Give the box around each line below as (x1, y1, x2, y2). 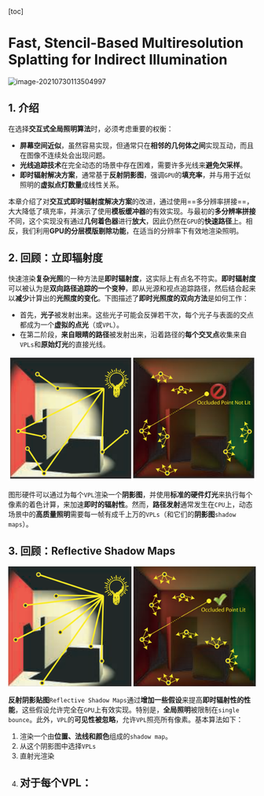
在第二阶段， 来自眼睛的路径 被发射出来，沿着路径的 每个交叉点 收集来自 (19, 329, 247, 339)
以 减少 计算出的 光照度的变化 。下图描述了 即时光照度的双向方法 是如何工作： (8, 293, 249, 303)
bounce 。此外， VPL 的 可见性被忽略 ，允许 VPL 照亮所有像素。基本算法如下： (8, 714, 244, 724)
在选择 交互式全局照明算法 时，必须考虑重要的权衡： (8, 123, 174, 133)
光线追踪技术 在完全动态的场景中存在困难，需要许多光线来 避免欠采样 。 (19, 160, 247, 170)
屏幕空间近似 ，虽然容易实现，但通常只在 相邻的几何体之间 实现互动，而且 (19, 141, 254, 150)
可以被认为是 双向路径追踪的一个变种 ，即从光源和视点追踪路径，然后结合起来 (8, 283, 256, 293)
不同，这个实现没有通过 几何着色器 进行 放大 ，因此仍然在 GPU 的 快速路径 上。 (8, 216, 246, 226)
